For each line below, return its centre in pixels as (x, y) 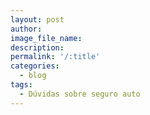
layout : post (37, 19)
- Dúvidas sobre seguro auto (80, 94)
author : (26, 29)
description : (37, 47)
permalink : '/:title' (55, 57)
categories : (35, 66)
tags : (21, 85)
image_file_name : (46, 38)
